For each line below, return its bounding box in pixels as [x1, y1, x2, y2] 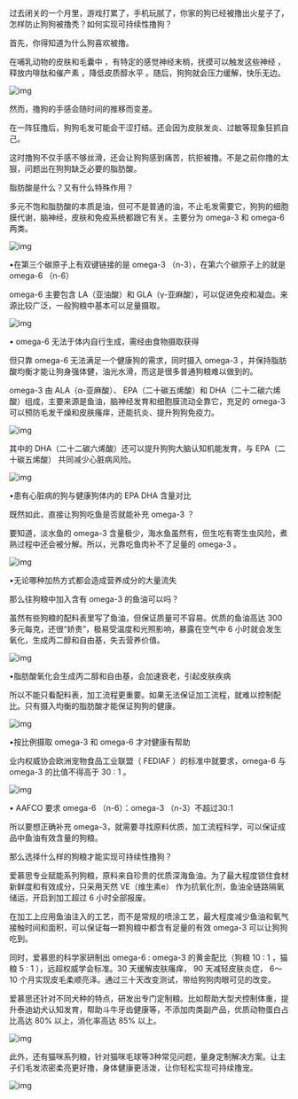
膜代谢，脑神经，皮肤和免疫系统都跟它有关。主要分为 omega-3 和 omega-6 [9, 212, 286, 222]
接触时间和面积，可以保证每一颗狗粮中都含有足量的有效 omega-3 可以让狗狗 [9, 923, 288, 932]
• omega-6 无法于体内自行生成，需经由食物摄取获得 [9, 336, 200, 347]
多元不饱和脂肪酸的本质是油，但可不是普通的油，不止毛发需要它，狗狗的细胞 [9, 201, 289, 211]
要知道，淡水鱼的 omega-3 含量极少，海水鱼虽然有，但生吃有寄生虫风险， [9, 528, 281, 538]
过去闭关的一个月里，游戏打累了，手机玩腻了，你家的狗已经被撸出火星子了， [9, 8, 289, 18]
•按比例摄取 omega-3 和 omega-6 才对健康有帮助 [9, 737, 191, 747]
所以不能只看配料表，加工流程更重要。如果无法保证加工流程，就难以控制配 [9, 690, 281, 700]
